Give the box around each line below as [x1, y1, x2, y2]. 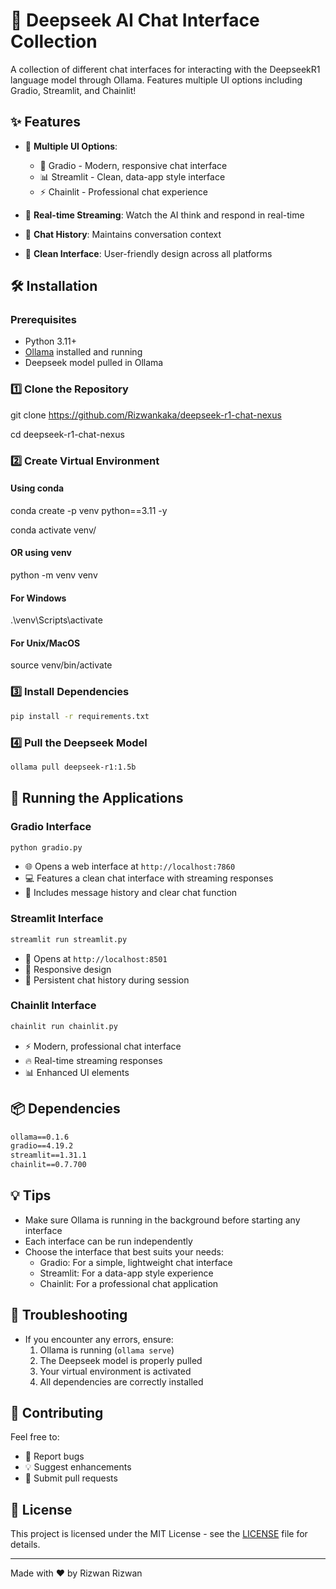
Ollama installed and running [24, 346, 143, 358]
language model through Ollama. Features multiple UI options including [10, 74, 303, 86]
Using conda [10, 482, 65, 494]
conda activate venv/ [10, 524, 97, 536]
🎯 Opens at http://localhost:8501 [24, 952, 168, 964]
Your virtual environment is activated [39, 1365, 192, 1377]
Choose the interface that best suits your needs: [24, 1245, 224, 1258]
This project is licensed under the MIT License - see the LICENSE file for [10, 1528, 308, 1540]
